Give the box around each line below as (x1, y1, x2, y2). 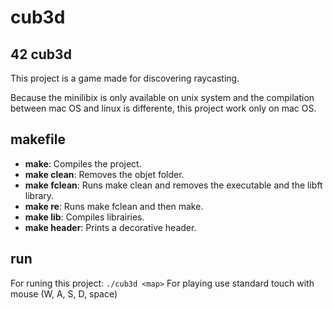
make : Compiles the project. (24, 157, 142, 170)
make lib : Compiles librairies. (24, 211, 145, 223)
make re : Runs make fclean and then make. (24, 200, 204, 212)
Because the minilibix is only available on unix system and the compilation (10, 92, 315, 103)
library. (24, 189, 55, 201)
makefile (10, 131, 66, 148)
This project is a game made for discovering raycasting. (10, 72, 240, 84)
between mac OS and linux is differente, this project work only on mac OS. (10, 102, 317, 114)
